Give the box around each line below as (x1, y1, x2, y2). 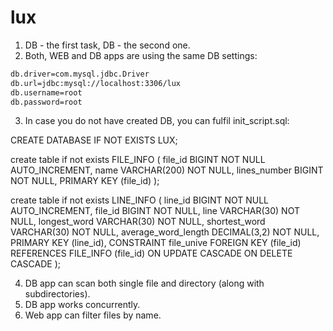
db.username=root (10, 87, 83, 98)
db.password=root (10, 97, 83, 107)
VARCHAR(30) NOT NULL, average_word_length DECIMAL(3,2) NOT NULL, (10, 226, 320, 238)
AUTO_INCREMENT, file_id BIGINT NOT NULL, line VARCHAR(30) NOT (10, 205, 300, 217)
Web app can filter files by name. (24, 309, 162, 321)
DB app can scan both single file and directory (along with (24, 277, 265, 290)
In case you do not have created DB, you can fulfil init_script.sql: (24, 115, 290, 127)
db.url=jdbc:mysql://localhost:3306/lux (10, 78, 182, 88)
